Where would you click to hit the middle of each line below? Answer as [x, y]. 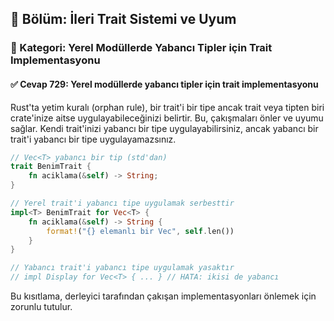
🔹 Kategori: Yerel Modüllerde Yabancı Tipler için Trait [141, 48]
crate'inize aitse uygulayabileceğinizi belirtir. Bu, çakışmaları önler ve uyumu [167, 118]
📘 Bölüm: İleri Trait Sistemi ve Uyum [123, 19]
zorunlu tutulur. [41, 307]
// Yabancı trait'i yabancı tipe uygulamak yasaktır [122, 268]
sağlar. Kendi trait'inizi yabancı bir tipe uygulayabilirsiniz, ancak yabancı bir [164, 128]
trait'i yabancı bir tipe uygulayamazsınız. [93, 139]
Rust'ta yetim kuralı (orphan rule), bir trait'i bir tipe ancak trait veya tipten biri [167, 107]
